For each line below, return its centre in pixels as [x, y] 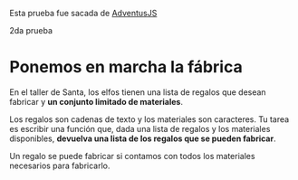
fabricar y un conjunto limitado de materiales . [96, 101]
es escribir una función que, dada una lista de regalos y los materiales [140, 128]
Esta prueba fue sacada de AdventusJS [83, 13]
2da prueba [31, 30]
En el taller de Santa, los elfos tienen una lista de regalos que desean [138, 92]
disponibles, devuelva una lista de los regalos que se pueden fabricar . [143, 138]
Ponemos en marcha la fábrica [126, 67]
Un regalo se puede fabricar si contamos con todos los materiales [132, 156]
